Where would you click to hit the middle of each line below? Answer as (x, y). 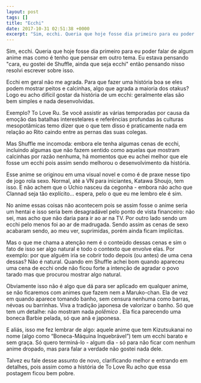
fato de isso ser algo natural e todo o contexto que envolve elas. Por (91, 249)
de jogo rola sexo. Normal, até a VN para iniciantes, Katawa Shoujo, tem (95, 181)
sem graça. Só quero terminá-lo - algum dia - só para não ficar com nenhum (101, 343)
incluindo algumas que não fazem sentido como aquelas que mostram (93, 150)
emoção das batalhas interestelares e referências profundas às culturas (95, 119)
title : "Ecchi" (25, 23)
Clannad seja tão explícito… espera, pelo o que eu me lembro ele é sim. (94, 194)
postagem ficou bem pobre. (40, 373)
